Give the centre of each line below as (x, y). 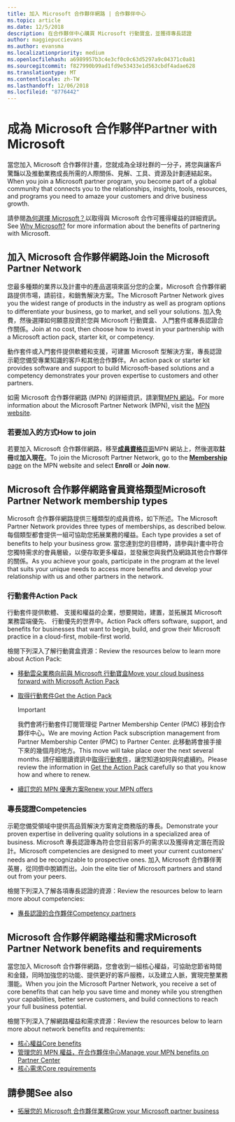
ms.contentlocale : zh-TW (43, 79)
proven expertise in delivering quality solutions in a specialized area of (109, 834)
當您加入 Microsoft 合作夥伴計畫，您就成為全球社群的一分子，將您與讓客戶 (115, 165)
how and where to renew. (54, 775)
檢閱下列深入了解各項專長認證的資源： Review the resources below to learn (115, 890)
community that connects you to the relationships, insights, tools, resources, (117, 189)
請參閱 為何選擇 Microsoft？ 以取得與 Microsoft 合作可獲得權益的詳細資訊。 (114, 218)
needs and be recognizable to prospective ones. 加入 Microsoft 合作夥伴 (112, 860)
